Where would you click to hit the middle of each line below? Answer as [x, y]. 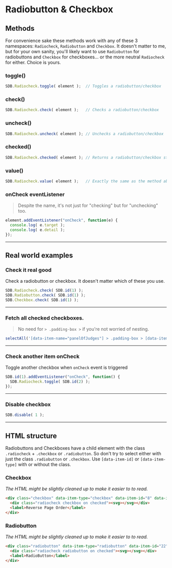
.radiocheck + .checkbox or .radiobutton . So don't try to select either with [83, 454]
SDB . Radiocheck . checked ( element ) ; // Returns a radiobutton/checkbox [83, 157]
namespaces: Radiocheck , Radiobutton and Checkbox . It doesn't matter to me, [86, 46]
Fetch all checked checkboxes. [45, 318]
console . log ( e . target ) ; [38, 225]
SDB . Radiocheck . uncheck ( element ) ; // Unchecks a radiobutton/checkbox [84, 134]
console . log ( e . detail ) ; [38, 230]
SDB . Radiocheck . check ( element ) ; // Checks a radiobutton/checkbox [82, 110]
